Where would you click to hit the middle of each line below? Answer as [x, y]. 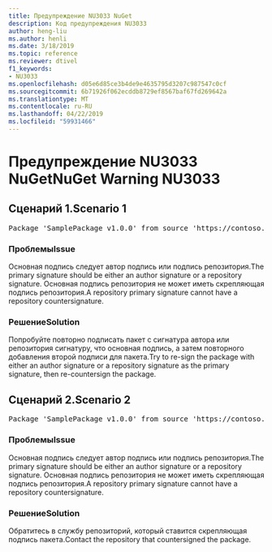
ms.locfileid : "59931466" [52, 122]
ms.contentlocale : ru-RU [50, 106]
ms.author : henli [38, 39]
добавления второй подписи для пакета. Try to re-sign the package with [132, 357]
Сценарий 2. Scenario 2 [70, 400]
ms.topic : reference [43, 54]
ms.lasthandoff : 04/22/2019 [56, 114]
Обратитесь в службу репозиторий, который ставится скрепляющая [128, 530]
